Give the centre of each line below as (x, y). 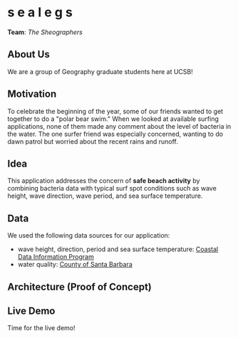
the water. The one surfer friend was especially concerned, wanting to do (115, 134)
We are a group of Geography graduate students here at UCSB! (100, 71)
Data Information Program (56, 257)
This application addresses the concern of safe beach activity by (104, 181)
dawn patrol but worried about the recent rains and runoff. (93, 141)
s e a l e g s (40, 12)
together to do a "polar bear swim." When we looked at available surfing (113, 119)
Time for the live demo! (42, 328)
